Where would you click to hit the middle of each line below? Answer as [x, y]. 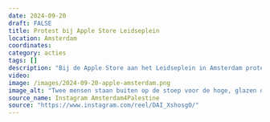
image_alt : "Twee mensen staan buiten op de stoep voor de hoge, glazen [133, 90]
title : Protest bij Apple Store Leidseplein [84, 31]
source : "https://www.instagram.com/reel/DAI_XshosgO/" [104, 105]
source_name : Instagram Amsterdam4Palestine [84, 98]
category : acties [37, 53]
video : [19, 75]
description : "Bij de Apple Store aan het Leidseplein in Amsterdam [125, 68]
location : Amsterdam [43, 38]
